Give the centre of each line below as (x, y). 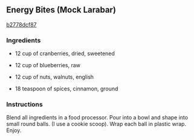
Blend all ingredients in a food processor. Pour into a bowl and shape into (97, 118)
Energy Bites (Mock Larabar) (61, 10)
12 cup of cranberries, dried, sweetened (65, 53)
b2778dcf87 (22, 24)
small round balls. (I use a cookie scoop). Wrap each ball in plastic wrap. (96, 124)
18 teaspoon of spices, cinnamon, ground (66, 89)
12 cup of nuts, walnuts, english (54, 77)
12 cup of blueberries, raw (47, 65)
